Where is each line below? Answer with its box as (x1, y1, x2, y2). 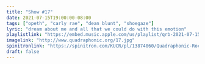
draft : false (6, 49, 40, 55)
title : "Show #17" (6, 9, 53, 15)
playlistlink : (6, 32, 43, 38)
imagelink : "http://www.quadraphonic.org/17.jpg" (6, 37, 135, 43)
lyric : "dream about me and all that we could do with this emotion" (6, 26, 187, 32)
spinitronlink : (6, 43, 45, 49)
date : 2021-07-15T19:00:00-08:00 (6, 15, 92, 21)
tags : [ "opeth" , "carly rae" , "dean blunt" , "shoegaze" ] (6, 20, 154, 26)
